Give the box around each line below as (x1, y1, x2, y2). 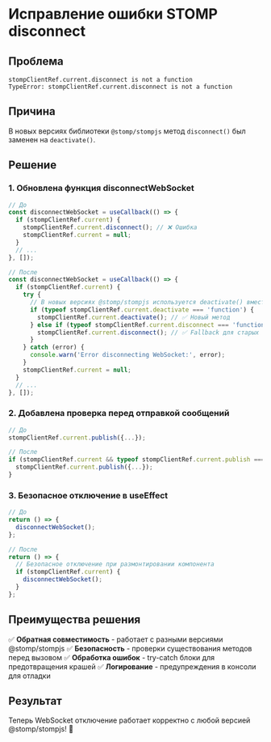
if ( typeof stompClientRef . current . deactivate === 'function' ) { (29, 305, 254, 314)
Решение (8, 159, 57, 172)
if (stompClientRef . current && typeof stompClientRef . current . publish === (8, 456, 265, 464)
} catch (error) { (23, 343, 85, 352)
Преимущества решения (8, 613, 141, 627)
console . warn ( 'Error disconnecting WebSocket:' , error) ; (29, 351, 226, 359)
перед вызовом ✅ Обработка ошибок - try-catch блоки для (8, 652, 215, 662)
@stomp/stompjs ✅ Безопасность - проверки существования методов (8, 643, 252, 653)
